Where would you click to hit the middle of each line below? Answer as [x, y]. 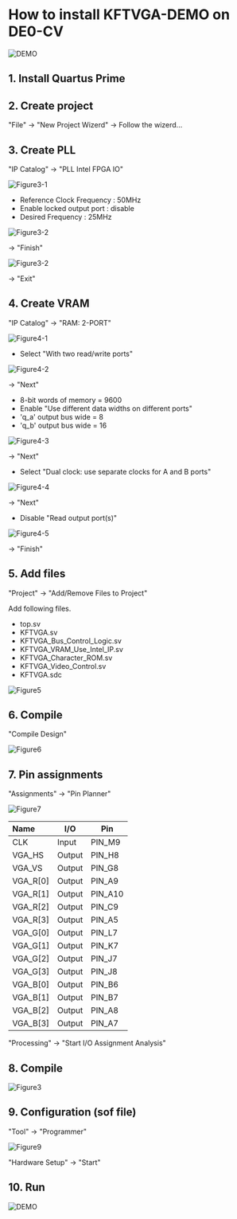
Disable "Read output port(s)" [68, 518]
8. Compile [36, 1068]
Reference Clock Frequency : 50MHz [80, 200]
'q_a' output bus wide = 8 [61, 416]
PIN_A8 [105, 1010]
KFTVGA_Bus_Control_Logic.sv [70, 641]
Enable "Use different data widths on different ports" [106, 408]
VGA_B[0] [31, 985]
